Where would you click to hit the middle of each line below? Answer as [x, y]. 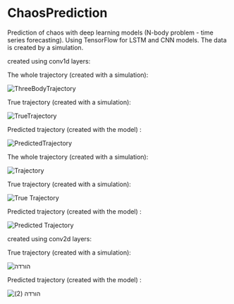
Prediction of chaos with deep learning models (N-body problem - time [110, 32]
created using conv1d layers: [49, 61]
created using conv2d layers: [50, 238]
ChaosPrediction [57, 13]
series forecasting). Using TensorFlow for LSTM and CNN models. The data [117, 39]
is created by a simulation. [45, 47]
